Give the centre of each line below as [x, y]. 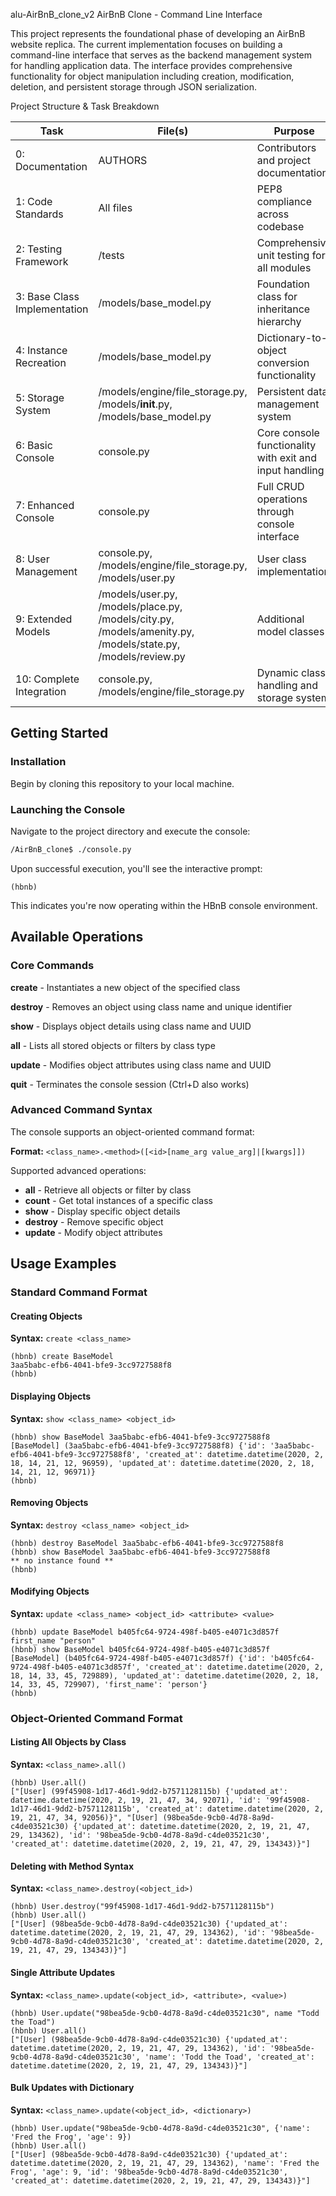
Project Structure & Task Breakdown [85, 106]
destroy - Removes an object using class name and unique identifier [151, 1006]
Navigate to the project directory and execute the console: [130, 831]
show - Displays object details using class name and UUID [131, 1026]
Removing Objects [49, 1503]
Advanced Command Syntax [81, 1110]
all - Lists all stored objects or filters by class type [113, 1045]
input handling [290, 470]
